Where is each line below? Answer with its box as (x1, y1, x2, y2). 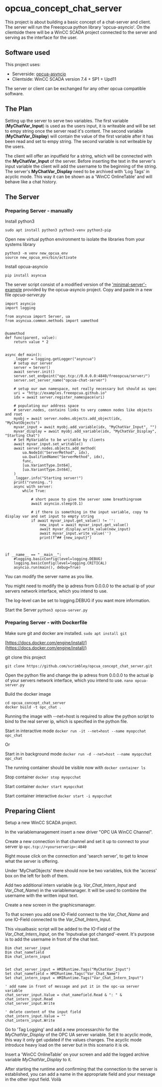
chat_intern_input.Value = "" (5, 1014, 66, 1019)
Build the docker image (5, 691, 51, 697)
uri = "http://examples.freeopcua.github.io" (14, 391, 107, 396)
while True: (22, 489, 47, 493)
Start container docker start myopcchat (5, 783, 84, 789)
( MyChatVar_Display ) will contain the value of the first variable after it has (5, 133, 154, 139)
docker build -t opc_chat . (5, 704, 62, 710)
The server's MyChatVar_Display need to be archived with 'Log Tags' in (5, 168, 150, 174)
